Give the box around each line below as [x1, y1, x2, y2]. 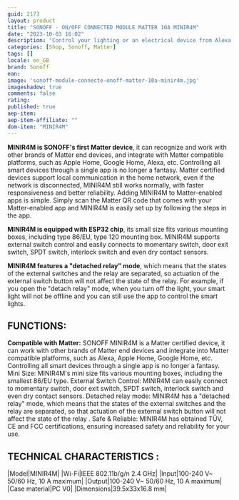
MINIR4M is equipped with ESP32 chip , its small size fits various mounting [7, 225, 228, 233]
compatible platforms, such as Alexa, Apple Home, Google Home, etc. [7, 354, 213, 362]
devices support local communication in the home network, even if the [7, 173, 215, 182]
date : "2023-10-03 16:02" [7, 30, 84, 38]
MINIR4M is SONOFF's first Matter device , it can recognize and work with [7, 143, 227, 151]
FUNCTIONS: [7, 320, 67, 332]
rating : [7, 97, 31, 104]
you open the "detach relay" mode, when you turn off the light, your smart [7, 284, 225, 292]
